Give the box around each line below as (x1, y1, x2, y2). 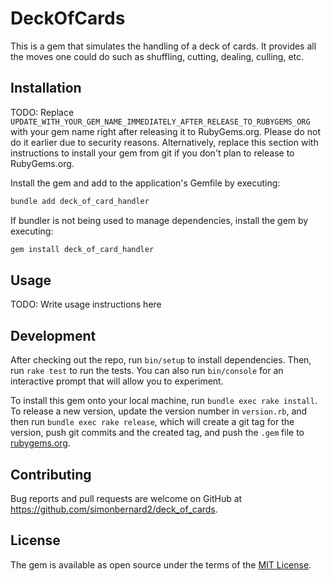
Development (10, 327, 97, 344)
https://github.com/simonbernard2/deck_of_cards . (10, 503, 218, 515)
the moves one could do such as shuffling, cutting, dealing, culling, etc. (10, 50, 305, 62)
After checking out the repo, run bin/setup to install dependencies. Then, (10, 354, 312, 366)
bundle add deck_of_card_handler (10, 196, 150, 206)
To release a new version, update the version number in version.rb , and (10, 405, 308, 417)
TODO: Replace (10, 106, 75, 118)
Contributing (10, 466, 92, 483)
